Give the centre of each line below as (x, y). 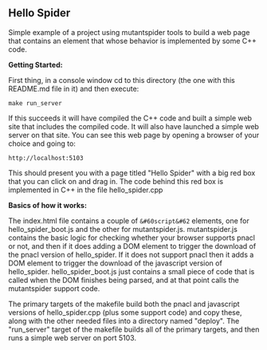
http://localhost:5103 (46, 158)
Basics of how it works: (48, 205)
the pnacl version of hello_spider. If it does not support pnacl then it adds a (131, 254)
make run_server (35, 103)
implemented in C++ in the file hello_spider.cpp (86, 190)
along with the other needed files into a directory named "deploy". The (124, 321)
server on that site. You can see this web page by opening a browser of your (134, 135)
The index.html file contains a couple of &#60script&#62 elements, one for (129, 220)
